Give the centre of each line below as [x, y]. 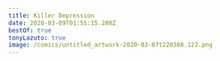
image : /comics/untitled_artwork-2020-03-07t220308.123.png [111, 45]
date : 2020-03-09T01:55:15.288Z [62, 23]
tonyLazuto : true [37, 38]
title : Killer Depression [51, 15]
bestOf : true [30, 30]
